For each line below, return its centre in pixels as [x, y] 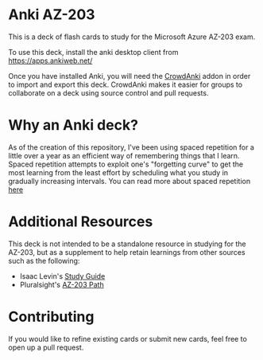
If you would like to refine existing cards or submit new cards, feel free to [128, 338]
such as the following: [44, 260]
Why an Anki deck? [73, 125]
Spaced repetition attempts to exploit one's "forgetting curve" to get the [126, 164]
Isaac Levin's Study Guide [62, 276]
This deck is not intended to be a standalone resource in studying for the [127, 244]
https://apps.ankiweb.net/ [50, 61]
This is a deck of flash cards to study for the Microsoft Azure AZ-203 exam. [132, 37]
